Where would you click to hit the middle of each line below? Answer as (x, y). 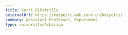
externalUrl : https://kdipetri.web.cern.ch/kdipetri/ (64, 15)
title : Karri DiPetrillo (32, 10)
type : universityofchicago (34, 24)
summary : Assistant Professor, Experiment (51, 20)
